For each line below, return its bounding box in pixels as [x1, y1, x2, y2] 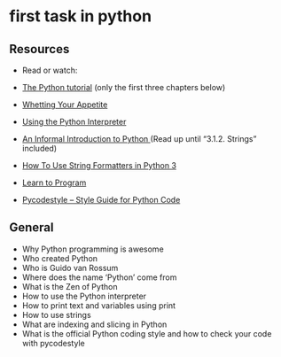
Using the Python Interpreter [21, 117, 127, 127]
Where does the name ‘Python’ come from [21, 272, 177, 283]
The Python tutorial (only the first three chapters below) [21, 82, 226, 92]
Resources [9, 42, 70, 57]
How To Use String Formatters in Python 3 [21, 160, 177, 170]
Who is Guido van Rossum [21, 262, 119, 273]
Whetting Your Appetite [21, 99, 108, 110]
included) [21, 144, 58, 153]
